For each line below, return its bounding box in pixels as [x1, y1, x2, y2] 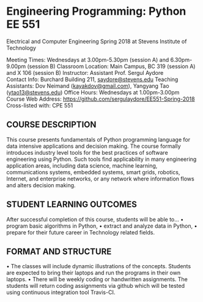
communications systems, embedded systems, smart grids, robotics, [6, 168, 180, 176]
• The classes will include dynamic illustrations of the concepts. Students [6, 263, 191, 270]
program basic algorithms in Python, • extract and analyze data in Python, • [6, 222, 197, 230]
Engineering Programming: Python [6, 4, 186, 18]
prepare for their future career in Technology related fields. [6, 228, 155, 236]
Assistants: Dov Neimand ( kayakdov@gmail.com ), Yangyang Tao [6, 82, 169, 90]
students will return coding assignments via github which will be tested [6, 282, 185, 290]
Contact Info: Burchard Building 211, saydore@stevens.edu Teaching [6, 75, 179, 83]
